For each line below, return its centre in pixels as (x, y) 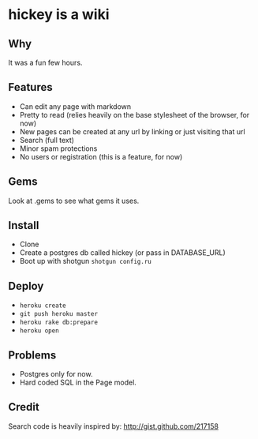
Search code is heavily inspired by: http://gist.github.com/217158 (114, 426)
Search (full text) (47, 140)
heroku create (43, 306)
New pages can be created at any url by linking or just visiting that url (133, 131)
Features (30, 87)
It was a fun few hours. (45, 62)
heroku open (39, 331)
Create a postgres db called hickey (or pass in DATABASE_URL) (123, 253)
